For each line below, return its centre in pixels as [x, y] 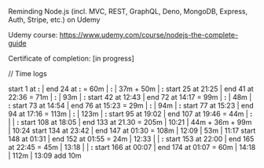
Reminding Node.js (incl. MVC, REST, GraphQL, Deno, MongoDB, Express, [128, 11]
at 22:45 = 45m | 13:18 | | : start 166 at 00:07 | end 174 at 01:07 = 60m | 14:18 [132, 147]
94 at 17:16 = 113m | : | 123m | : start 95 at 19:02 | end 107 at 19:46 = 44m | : [130, 114]
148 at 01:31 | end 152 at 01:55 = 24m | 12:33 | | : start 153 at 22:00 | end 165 [131, 139]
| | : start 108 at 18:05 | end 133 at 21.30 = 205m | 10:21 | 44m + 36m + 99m [130, 122]
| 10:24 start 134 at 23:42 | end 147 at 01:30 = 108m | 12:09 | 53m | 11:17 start [132, 130]
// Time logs [27, 73]
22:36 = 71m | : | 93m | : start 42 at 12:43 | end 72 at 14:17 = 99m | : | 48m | [130, 97]
